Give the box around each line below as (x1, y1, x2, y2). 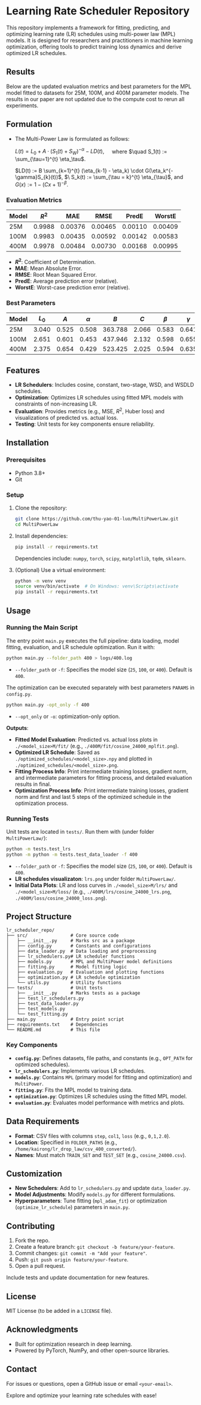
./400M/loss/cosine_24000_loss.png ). (14, 894, 108, 901)
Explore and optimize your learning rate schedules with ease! (6, 1391, 157, 1399)
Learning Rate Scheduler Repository (6, 4, 190, 18)
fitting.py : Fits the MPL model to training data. (14, 1086, 133, 1094)
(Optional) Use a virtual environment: (14, 566, 106, 573)
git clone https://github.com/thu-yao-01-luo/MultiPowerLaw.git (14, 516, 179, 522)
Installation (6, 438, 49, 448)
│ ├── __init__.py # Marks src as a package (6, 938, 135, 944)
